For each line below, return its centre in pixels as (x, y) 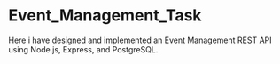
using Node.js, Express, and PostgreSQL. (83, 49)
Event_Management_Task (105, 16)
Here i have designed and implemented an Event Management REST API (140, 40)
